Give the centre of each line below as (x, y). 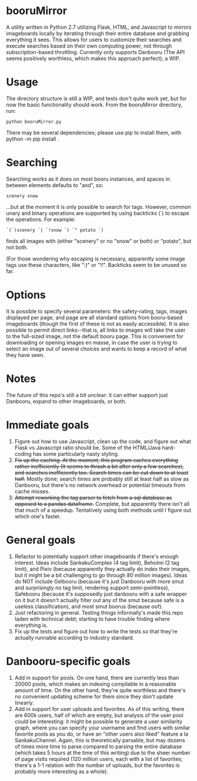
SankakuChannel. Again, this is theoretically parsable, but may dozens (100, 740)
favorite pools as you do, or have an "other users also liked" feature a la (101, 734)
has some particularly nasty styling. (76, 453)
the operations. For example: (41, 219)
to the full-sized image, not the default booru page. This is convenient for (95, 336)
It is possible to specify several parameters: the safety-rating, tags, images (97, 311)
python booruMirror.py (34, 122)
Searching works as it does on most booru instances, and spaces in (88, 179)
